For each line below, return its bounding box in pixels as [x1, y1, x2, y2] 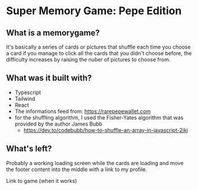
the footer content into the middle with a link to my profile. [6, 166, 147, 173]
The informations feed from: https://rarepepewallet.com [14, 108, 151, 115]
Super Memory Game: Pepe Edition [6, 4, 182, 18]
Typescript [14, 89, 41, 96]
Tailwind [14, 95, 35, 102]
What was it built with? [6, 73, 92, 83]
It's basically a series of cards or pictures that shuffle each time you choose [6, 43, 191, 50]
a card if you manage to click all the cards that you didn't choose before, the [6, 50, 192, 57]
